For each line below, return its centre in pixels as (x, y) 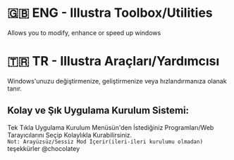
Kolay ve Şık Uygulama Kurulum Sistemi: (98, 111)
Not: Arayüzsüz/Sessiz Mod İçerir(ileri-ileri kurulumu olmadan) (105, 142)
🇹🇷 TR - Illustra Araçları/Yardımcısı (113, 61)
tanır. (15, 88)
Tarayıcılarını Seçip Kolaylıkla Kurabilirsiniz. (70, 135)
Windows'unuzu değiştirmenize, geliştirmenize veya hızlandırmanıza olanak (117, 81)
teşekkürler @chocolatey (44, 148)
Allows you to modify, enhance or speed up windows (84, 32)
